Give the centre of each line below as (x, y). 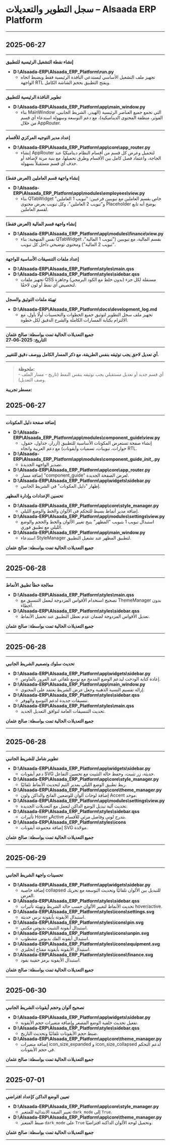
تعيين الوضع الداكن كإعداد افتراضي (38, 1097)
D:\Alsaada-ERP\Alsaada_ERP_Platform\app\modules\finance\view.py (88, 233)
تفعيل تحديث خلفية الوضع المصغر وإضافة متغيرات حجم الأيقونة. (79, 1023)
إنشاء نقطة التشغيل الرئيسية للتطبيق (40, 62)
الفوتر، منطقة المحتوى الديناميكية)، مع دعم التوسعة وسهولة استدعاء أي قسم (92, 117)
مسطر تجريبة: (19, 389)
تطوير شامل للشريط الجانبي (32, 758)
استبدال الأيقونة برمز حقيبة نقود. (51, 960)
